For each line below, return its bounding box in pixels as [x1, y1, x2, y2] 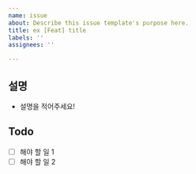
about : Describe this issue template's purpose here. [8, 19, 190, 27]
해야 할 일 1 [19, 147, 55, 157]
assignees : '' [8, 41, 55, 49]
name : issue [8, 11, 47, 20]
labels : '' [8, 33, 44, 42]
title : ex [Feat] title [8, 26, 87, 34]
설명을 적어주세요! [19, 101, 75, 111]
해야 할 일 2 [19, 157, 56, 166]
